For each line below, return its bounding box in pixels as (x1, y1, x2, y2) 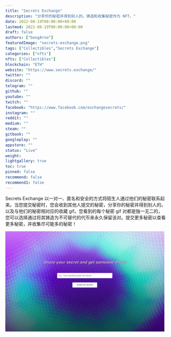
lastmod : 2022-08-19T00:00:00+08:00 (5, 24, 83, 30)
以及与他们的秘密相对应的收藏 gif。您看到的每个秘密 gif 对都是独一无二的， (5, 208, 163, 214)
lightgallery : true (5, 158, 47, 164)
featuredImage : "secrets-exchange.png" (5, 41, 90, 46)
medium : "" (5, 121, 28, 126)
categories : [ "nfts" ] (5, 51, 51, 56)
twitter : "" (5, 73, 31, 78)
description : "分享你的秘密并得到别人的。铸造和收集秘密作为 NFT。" (5, 13, 136, 19)
